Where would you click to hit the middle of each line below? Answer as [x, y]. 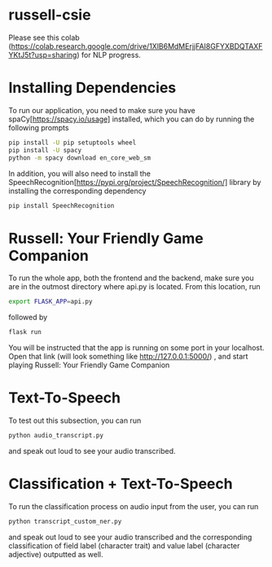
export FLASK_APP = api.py [50, 302]
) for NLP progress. [109, 55]
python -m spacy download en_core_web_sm [80, 158]
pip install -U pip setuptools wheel [72, 143]
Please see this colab [44, 37]
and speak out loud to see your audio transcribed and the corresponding [130, 537]
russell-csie [50, 15]
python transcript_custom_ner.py [65, 521]
